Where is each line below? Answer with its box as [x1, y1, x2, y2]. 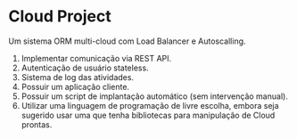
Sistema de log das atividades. [21, 71, 135, 82]
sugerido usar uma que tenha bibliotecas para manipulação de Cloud [21, 110, 276, 120]
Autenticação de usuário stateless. [21, 62, 149, 73]
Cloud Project [8, 6, 112, 27]
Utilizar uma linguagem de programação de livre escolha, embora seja [21, 100, 279, 110]
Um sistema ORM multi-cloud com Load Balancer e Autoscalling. [8, 36, 246, 46]
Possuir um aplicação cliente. [21, 81, 130, 92]
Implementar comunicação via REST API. [21, 53, 172, 63]
